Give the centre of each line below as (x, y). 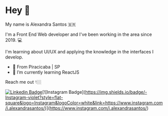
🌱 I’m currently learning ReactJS (46, 72)
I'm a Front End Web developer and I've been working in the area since (79, 34)
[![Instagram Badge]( (64, 92)
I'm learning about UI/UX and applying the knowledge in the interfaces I (79, 51)
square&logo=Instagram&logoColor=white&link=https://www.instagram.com (84, 102)
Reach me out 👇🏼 (23, 82)
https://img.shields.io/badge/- (116, 92)
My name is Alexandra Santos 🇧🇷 (41, 24)
